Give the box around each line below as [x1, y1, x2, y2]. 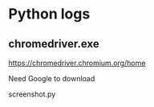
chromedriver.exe [8, 37, 99, 51]
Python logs [8, 5, 91, 23]
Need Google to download [8, 74, 95, 83]
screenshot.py [8, 89, 56, 99]
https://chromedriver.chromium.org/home [8, 58, 146, 68]
